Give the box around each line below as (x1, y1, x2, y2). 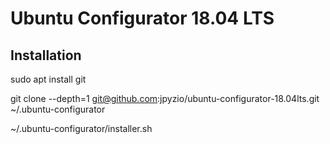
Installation (10, 47, 82, 64)
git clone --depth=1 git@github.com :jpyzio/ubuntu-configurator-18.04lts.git (10, 93, 320, 104)
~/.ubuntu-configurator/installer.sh (10, 123, 153, 134)
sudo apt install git (10, 73, 87, 85)
